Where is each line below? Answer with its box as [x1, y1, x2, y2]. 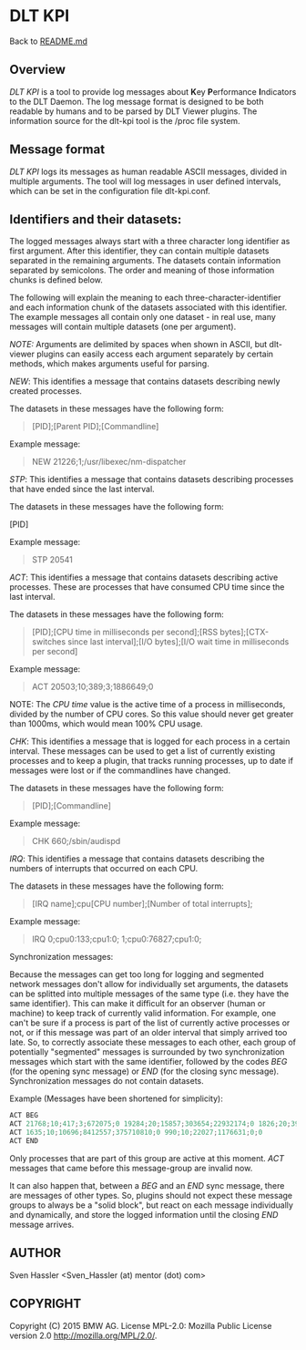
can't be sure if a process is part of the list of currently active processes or [9, 1017, 291, 1028]
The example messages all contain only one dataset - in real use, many [9, 312, 276, 323]
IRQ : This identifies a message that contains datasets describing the [9, 853, 265, 864]
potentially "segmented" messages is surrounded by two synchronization [9, 1046, 285, 1057]
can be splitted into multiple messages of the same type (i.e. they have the [9, 988, 290, 999]
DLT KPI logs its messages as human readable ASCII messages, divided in [9, 166, 288, 177]
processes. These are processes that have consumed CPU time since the [9, 582, 285, 593]
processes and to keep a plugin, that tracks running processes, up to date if [9, 756, 294, 767]
